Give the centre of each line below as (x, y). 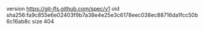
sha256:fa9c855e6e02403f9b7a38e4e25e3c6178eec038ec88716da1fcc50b (102, 15)
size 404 (43, 21)
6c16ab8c (19, 21)
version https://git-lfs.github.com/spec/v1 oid (63, 9)
